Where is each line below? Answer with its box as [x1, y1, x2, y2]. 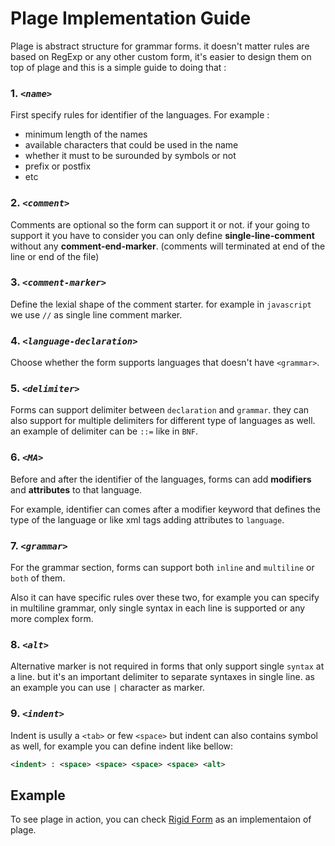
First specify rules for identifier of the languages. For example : [10, 109, 270, 121]
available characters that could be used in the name [24, 139, 239, 151]
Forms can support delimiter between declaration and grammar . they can [10, 404, 310, 416]
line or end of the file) [10, 250, 100, 262]
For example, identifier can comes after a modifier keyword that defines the [10, 503, 322, 515]
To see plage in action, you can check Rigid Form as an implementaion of [10, 813, 312, 826]
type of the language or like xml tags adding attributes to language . [10, 513, 285, 526]
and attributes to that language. [10, 483, 143, 496]
